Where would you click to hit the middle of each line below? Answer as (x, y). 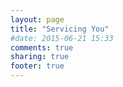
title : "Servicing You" (60, 29)
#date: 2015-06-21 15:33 (62, 38)
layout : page (37, 19)
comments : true (42, 47)
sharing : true (40, 57)
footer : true (37, 66)
